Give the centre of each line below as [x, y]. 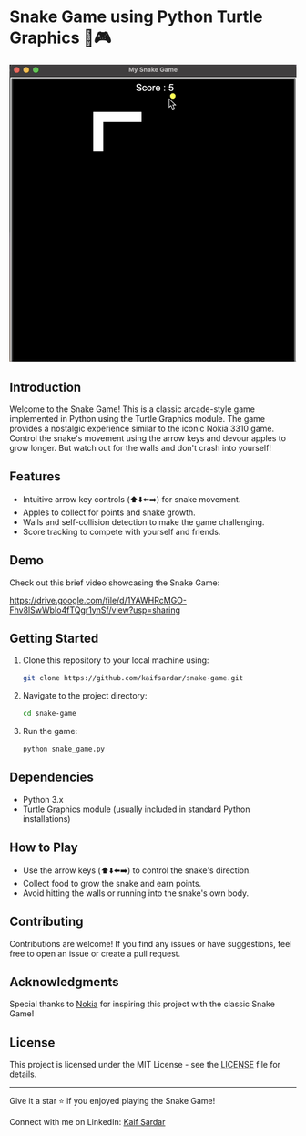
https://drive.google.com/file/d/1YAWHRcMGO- [98, 600]
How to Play [44, 848]
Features [35, 477]
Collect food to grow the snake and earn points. [112, 883]
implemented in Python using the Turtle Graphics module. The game [138, 419]
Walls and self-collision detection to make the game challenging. [143, 521]
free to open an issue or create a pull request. [95, 953]
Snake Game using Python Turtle [136, 17]
